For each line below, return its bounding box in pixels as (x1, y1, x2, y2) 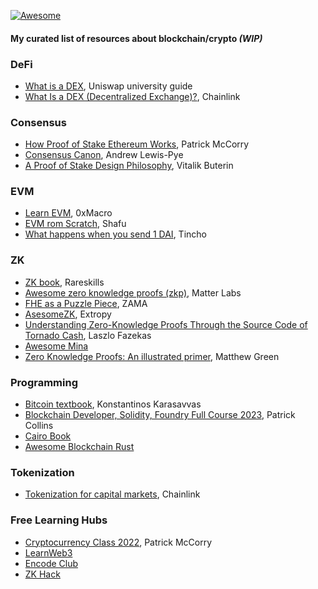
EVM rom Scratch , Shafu (24, 218, 127, 230)
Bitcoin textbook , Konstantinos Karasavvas (24, 398, 202, 410)
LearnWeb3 (24, 546, 73, 559)
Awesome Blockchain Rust (24, 441, 135, 453)
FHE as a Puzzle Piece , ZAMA (24, 297, 148, 309)
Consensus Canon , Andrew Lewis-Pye (24, 149, 184, 161)
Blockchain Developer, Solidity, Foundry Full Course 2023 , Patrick (24, 409, 296, 421)
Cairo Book (24, 430, 72, 442)
